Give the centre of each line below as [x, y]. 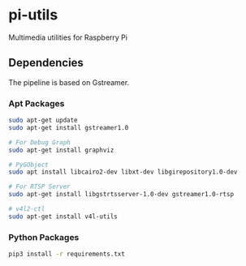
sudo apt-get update [43, 120]
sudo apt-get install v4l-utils [63, 217]
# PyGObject [28, 165]
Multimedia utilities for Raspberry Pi [68, 37]
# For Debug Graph [39, 142]
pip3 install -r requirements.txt [67, 254]
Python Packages [44, 237]
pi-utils [33, 15]
